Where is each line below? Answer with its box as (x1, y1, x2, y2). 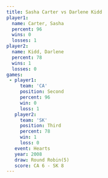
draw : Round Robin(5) (14, 157, 70, 163)
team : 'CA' (20, 83, 48, 89)
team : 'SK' (20, 117, 48, 123)
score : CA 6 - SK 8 (14, 163, 64, 169)
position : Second (20, 89, 64, 95)
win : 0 (20, 100, 37, 106)
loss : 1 (20, 105, 40, 112)
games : (6, 72, 23, 78)
